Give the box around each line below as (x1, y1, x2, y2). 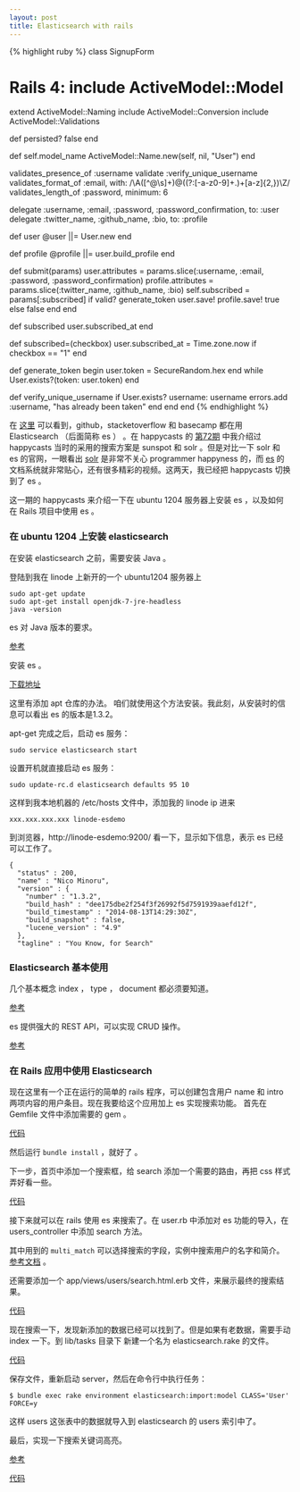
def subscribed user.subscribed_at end (9, 321, 154, 331)
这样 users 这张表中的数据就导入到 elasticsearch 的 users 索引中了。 (9, 1416, 262, 1427)
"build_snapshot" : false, (25, 915, 126, 925)
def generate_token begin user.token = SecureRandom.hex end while (9, 365, 263, 376)
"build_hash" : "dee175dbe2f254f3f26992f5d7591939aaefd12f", (25, 900, 257, 909)
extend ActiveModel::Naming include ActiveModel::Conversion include (9, 106, 270, 117)
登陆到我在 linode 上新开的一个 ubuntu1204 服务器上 (9, 571, 203, 582)
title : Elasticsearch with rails (9, 21, 134, 30)
